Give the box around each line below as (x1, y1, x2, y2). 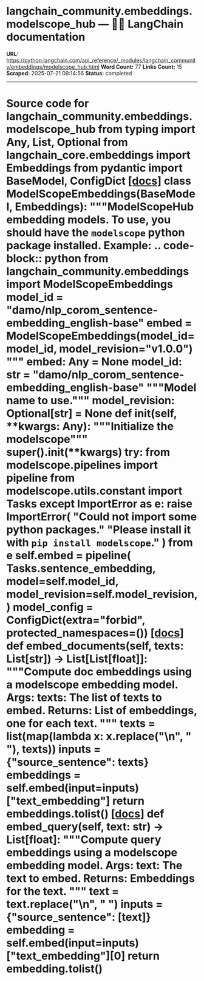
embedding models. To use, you (6, 213, 171, 227)
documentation (6, 30, 86, 44)
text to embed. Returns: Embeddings (6, 872, 195, 886)
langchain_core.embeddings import (6, 148, 191, 162)
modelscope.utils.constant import (6, 484, 183, 498)
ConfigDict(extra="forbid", (6, 613, 146, 627)
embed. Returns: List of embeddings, (6, 704, 197, 718)
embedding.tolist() (6, 962, 103, 976)
